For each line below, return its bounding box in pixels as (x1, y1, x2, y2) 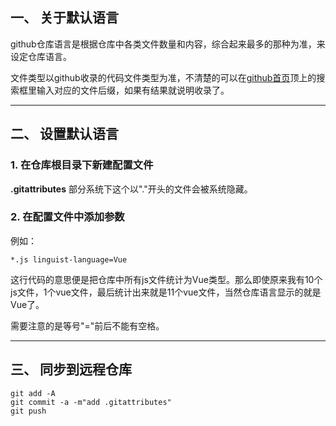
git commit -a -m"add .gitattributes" (10, 397, 172, 407)
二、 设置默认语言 (10, 126, 119, 143)
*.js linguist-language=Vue (10, 254, 128, 265)
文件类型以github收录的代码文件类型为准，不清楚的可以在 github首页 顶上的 (10, 71, 317, 83)
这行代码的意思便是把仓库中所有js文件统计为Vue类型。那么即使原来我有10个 (10, 273, 323, 285)
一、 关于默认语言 (10, 9, 119, 27)
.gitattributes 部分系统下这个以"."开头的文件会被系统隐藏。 (10, 183, 253, 195)
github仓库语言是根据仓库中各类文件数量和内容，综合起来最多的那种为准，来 (10, 38, 326, 50)
